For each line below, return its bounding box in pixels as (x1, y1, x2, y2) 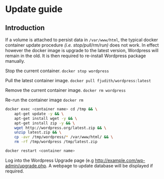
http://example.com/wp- (95, 157, 145, 163)
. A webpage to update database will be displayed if (46, 162, 153, 168)
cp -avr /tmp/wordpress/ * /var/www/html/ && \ (14, 134, 113, 140)
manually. (5, 58, 25, 64)
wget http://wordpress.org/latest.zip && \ (14, 125, 107, 130)
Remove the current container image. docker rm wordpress (5, 87, 126, 93)
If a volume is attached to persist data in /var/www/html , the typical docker (5, 37, 158, 43)
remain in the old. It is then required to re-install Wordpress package (5, 53, 146, 59)
